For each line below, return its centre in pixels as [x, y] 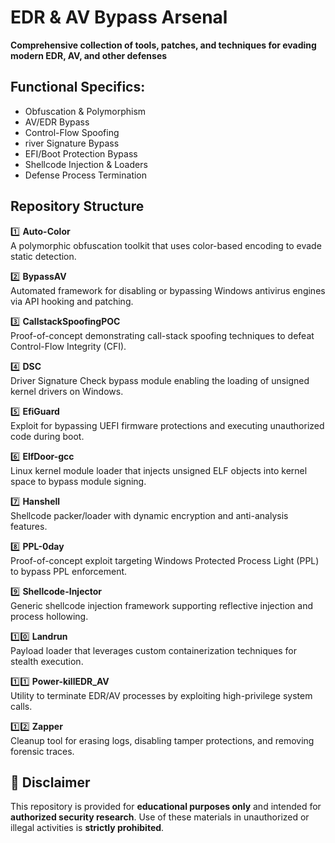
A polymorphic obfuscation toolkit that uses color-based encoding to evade [166, 245]
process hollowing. [49, 616]
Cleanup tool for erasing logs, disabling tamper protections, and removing [162, 740]
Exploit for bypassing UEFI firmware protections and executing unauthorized [167, 425]
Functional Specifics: [78, 87]
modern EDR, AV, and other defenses [89, 55]
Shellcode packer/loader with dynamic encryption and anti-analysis [149, 515]
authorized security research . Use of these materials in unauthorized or [160, 817]
